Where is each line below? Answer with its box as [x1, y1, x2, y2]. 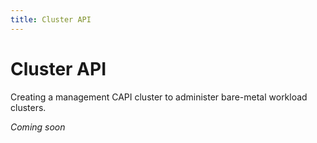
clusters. [10, 101, 47, 113]
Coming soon [10, 121, 66, 133]
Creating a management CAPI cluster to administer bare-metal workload [10, 91, 308, 103]
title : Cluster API [10, 14, 92, 25]
